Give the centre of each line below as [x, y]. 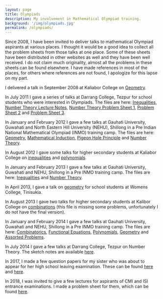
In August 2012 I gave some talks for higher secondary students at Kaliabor [81, 153]
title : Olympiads [23, 14]
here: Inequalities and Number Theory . [44, 178]
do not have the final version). [35, 212]
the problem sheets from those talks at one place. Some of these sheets [78, 52]
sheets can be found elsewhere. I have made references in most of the [76, 68]
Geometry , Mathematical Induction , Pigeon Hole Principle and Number [76, 138]
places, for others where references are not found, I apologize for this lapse [81, 73]
